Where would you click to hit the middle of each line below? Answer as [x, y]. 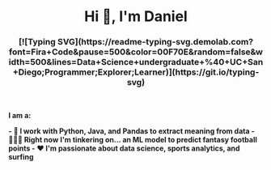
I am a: [20, 116]
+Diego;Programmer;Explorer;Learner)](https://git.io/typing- [136, 72]
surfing [21, 157]
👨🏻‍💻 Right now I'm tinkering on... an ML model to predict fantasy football [133, 140]
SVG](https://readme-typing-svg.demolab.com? [155, 42]
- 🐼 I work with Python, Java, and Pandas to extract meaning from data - [131, 131]
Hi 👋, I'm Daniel [136, 17]
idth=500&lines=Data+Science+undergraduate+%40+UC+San [136, 62]
